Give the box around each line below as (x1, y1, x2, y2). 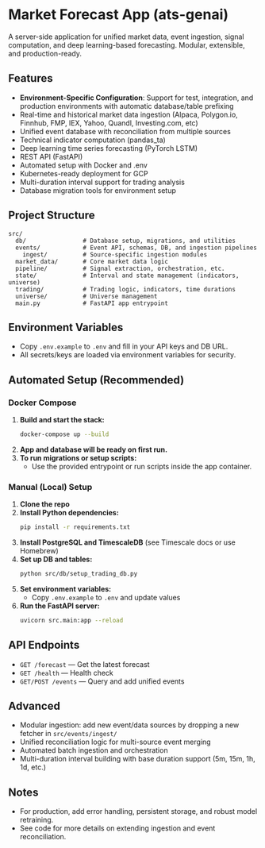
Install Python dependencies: (19, 508, 119, 518)
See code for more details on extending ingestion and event (19, 823, 216, 833)
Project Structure (8, 209, 95, 222)
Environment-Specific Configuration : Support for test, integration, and (19, 93, 254, 102)
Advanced (8, 700, 61, 713)
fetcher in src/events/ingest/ (19, 729, 117, 738)
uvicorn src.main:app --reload (19, 616, 124, 624)
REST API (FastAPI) (19, 152, 83, 161)
